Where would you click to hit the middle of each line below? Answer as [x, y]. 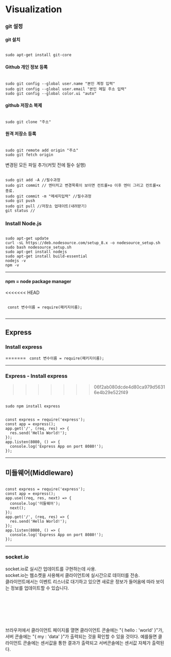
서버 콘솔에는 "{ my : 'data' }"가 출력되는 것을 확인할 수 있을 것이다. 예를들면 [81, 636]
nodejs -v [16, 261]
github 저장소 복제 [24, 105]
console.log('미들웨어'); [35, 504]
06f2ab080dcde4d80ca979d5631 [130, 387]
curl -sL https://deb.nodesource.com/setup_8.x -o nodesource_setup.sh [83, 243]
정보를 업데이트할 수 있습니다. [40, 588]
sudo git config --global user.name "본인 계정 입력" [60, 83]
